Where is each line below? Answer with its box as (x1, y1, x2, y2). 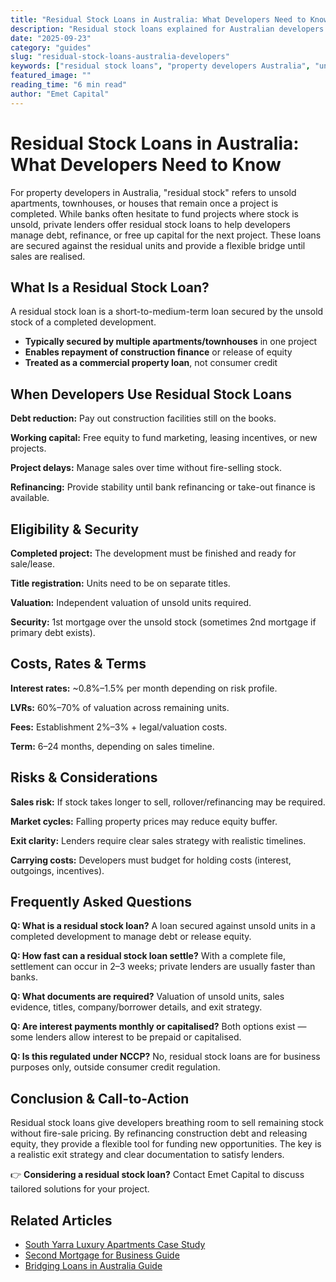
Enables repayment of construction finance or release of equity (24, 346, 293, 358)
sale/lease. (10, 558, 55, 570)
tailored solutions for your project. (10, 1183, 150, 1195)
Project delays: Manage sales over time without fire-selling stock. (10, 462, 283, 474)
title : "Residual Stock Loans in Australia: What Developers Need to (10, 14, 307, 25)
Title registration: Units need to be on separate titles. (10, 577, 231, 589)
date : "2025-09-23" (10, 33, 92, 43)
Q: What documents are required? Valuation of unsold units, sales (10, 991, 285, 1003)
